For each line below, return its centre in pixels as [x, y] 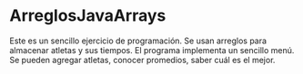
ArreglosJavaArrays [88, 16]
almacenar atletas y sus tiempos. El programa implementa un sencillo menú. [152, 50]
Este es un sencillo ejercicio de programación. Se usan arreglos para [138, 41]
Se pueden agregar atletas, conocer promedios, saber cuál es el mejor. [142, 60]
